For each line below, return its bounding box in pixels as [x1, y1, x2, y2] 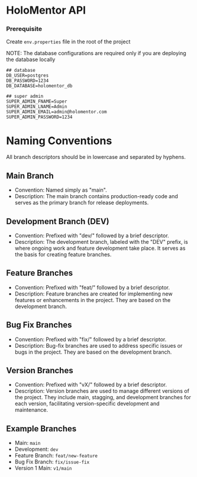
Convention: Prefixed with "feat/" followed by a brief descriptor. [14, 284, 170, 291]
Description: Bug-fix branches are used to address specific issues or [14, 342, 183, 349]
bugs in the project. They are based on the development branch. [14, 348, 172, 355]
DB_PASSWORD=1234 [6, 78, 49, 84]
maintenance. [14, 406, 49, 414]
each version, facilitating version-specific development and [14, 400, 160, 407]
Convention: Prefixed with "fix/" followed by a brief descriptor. [14, 336, 167, 343]
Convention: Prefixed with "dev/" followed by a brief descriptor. [14, 232, 170, 239]
